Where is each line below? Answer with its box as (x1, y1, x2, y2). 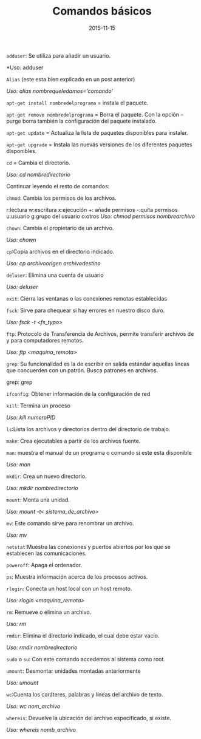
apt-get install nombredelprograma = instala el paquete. (6, 99, 149, 106)
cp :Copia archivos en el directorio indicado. (6, 248, 115, 255)
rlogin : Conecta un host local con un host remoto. (6, 585, 132, 592)
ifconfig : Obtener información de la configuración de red (6, 390, 151, 397)
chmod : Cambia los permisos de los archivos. (6, 194, 117, 202)
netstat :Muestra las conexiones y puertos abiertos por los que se (6, 543, 171, 550)
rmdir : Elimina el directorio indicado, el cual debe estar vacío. (6, 632, 160, 639)
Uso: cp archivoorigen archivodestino (6, 259, 101, 267)
